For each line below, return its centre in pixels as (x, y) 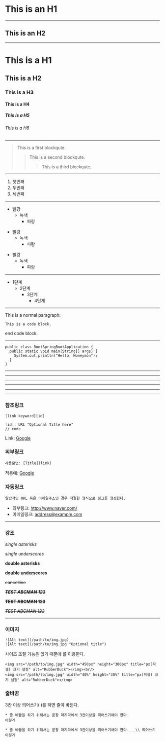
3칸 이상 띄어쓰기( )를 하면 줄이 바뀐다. (42, 705)
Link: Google (18, 438)
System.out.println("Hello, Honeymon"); (56, 356)
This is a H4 (17, 104)
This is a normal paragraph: (33, 315)
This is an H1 (31, 9)
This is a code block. (28, 324)
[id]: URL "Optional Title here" (39, 425)
